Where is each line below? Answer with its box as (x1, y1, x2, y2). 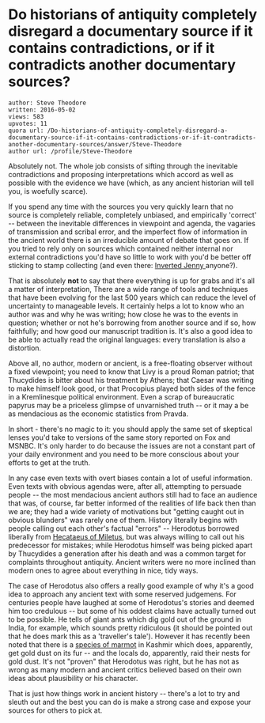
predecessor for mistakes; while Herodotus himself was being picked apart (8, 540, 253, 550)
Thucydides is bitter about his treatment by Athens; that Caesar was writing (8, 375, 255, 384)
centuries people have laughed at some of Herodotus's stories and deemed (8, 597, 255, 607)
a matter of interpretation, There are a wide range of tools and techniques (8, 284, 248, 293)
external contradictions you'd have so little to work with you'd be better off (8, 252, 252, 262)
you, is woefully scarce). (8, 186, 89, 195)
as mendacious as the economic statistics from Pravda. (8, 409, 188, 418)
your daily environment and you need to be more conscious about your (8, 449, 240, 459)
